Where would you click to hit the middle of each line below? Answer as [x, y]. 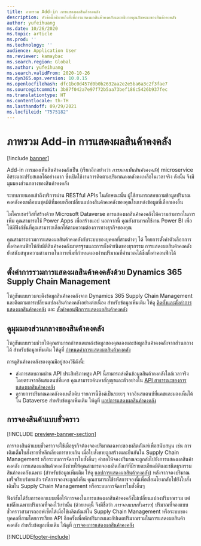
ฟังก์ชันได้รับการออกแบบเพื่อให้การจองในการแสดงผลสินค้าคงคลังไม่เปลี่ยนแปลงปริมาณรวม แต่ [98, 498]
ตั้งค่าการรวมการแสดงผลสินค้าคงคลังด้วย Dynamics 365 [95, 272]
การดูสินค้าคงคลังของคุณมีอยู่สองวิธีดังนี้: [46, 361]
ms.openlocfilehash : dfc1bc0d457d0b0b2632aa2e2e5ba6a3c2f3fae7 [87, 84]
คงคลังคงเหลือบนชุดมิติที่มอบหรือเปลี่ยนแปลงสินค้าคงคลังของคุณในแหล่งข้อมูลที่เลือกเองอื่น [95, 202]
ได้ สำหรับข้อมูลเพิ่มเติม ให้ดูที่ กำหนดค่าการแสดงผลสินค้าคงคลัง [69, 349]
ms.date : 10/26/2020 [33, 28]
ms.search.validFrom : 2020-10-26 [48, 73]
